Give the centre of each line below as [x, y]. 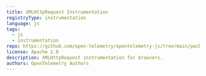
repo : [13, 47]
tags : [13, 29]
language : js [23, 23]
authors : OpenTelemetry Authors [48, 63]
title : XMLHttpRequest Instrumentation [57, 12]
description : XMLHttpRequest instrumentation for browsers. [85, 58]
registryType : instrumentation [46, 18]
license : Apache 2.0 [33, 52]
